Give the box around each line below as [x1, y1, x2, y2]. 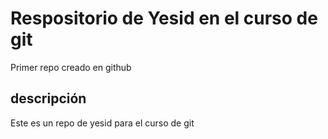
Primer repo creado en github [10, 61, 132, 73]
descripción [10, 90, 87, 107]
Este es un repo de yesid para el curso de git [10, 117, 195, 129]
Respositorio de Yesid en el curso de [10, 7, 318, 30]
